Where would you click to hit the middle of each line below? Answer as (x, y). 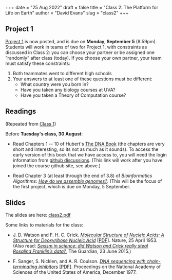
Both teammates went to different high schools (62, 73)
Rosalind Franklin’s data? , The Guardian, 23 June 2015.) (72, 251)
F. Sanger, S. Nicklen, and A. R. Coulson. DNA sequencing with (79, 261)
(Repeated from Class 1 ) (31, 124)
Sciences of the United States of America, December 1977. (75, 272)
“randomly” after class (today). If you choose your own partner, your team (83, 58)
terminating (25, 267)
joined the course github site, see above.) (57, 165)
